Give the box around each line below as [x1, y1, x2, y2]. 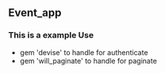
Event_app [8, 6, 62, 20]
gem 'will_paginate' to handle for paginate [19, 56, 157, 65]
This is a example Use [8, 30, 94, 41]
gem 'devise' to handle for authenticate [19, 47, 148, 57]
